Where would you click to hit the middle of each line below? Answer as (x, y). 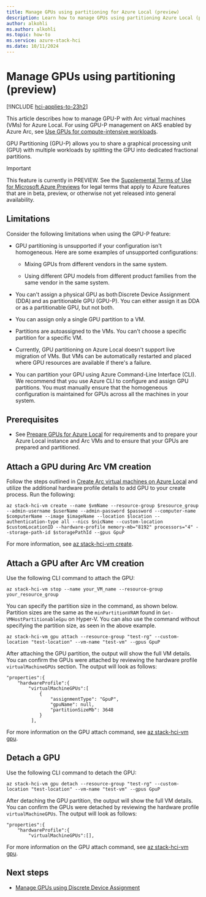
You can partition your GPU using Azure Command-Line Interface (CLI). (105, 374)
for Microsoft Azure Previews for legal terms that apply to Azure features (98, 186)
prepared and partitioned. (48, 448)
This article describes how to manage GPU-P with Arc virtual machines (96, 118)
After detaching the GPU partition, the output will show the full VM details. (100, 800)
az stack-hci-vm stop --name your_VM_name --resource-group (85, 589)
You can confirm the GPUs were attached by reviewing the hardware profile (102, 660)
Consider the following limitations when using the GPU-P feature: (89, 234)
